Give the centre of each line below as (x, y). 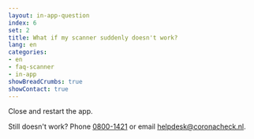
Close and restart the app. (50, 111)
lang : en (22, 45)
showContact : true (38, 89)
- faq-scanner (32, 67)
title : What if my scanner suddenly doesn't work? (93, 38)
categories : (28, 52)
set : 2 (19, 30)
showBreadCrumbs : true (45, 81)
